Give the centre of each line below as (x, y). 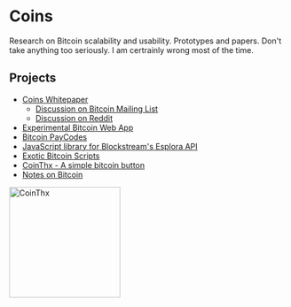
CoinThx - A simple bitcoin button (83, 165)
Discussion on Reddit (74, 118)
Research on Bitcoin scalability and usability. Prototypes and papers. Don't (145, 41)
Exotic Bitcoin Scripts (61, 156)
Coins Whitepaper (55, 99)
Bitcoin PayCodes (54, 137)
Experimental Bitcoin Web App (78, 127)
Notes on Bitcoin (52, 174)
